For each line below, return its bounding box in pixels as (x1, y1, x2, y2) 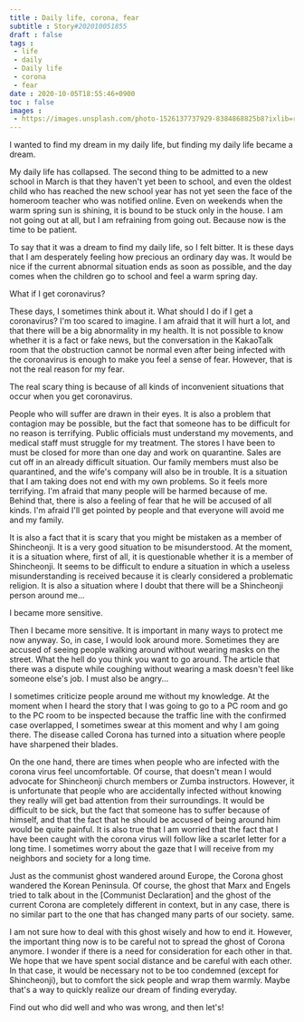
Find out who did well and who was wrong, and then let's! (9, 1002, 224, 1013)
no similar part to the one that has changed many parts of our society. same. (9, 909, 295, 920)
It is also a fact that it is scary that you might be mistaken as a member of (9, 532, 282, 543)
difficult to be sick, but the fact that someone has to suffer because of (9, 804, 271, 816)
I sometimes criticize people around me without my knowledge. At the (9, 691, 270, 702)
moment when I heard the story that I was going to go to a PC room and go (9, 700, 288, 712)
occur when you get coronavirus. (9, 391, 133, 402)
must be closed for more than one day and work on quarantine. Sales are (9, 447, 282, 458)
